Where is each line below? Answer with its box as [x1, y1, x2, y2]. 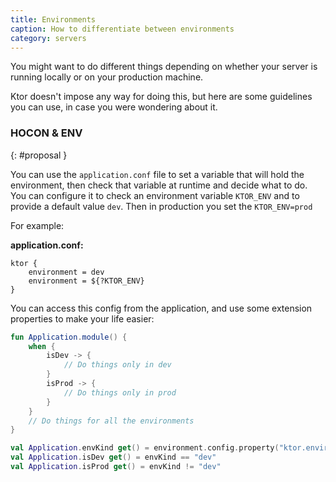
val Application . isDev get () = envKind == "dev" [10, 452, 217, 463]
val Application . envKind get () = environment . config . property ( [10, 443, 280, 453]
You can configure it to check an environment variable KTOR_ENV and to [10, 189, 300, 201]
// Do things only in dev [63, 360, 172, 370]
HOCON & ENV [10, 126, 83, 140]
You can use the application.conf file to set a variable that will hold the [10, 168, 305, 180]
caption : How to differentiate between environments [10, 24, 235, 34]
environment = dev [28, 267, 105, 277]
